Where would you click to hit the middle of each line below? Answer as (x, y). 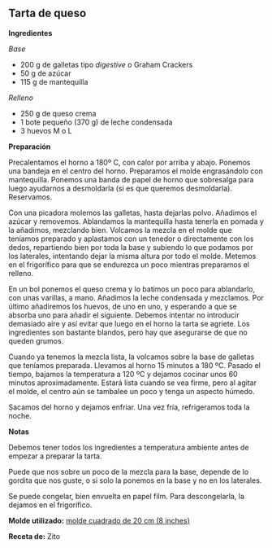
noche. (20, 415)
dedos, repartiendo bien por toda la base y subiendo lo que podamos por (131, 247)
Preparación (30, 147)
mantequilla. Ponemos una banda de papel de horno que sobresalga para (131, 179)
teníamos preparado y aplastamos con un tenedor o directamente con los (131, 239)
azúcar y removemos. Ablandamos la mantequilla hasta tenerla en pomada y (136, 221)
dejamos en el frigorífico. (50, 505)
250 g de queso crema (58, 113)
